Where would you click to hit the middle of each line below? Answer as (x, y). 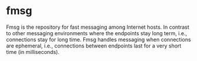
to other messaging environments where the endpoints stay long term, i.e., (97, 33)
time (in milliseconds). (33, 52)
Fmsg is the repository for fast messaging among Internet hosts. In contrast (98, 27)
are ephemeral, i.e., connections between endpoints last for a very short (94, 46)
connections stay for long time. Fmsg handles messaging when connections (98, 39)
